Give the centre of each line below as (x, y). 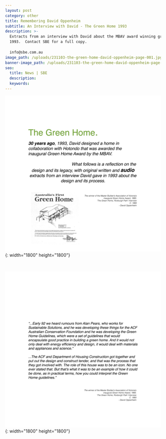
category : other (22, 16)
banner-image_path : (25, 63)
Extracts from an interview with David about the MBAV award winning (83, 37)
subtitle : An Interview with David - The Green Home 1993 (66, 26)
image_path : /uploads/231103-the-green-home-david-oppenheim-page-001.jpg (84, 57)
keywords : (20, 84)
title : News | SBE (29, 73)
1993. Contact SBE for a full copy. (48, 42)
